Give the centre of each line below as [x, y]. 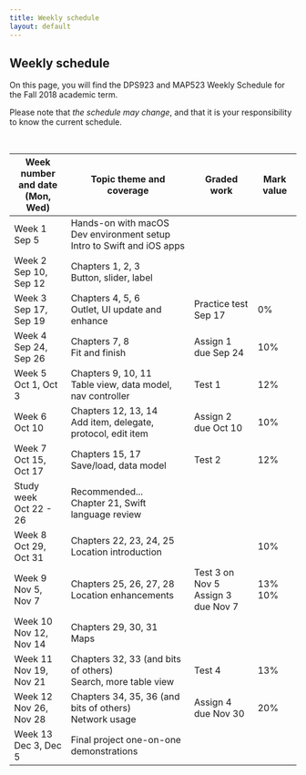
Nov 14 [30, 645]
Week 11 [33, 659]
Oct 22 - [33, 509]
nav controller [100, 396]
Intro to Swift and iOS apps [127, 246]
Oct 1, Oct [36, 385]
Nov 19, [31, 670]
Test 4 [208, 670]
